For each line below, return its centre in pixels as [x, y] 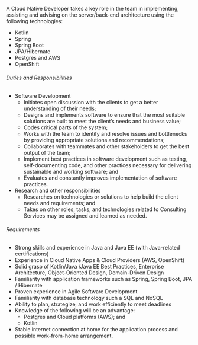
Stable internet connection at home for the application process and [96, 330]
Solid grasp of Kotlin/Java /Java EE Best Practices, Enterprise [89, 267]
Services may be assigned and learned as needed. [85, 216]
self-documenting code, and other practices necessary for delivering [108, 165]
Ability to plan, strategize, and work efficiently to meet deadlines [93, 304]
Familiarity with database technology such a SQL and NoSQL [89, 298]
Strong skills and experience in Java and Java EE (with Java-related [97, 248]
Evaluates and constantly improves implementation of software [100, 178]
